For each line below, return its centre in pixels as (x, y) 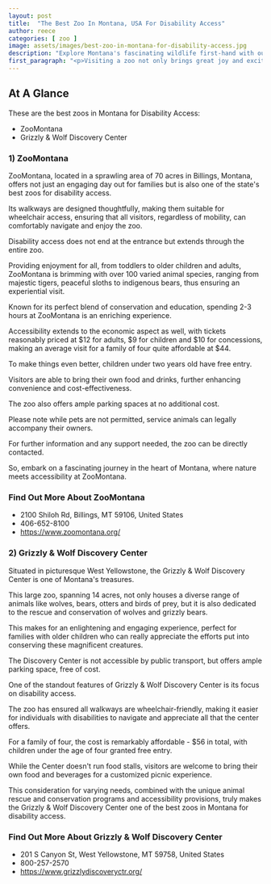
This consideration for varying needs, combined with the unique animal (127, 790)
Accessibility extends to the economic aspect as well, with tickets (117, 331)
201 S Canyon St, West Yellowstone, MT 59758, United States (122, 854)
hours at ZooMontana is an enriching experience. (90, 315)
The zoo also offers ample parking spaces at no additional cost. (114, 404)
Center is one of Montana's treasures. (71, 579)
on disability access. (42, 693)
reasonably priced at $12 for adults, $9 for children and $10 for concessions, (135, 339)
